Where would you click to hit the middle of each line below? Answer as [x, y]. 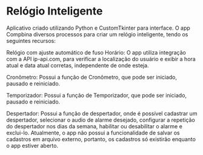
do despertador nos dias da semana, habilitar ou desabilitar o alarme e [95, 126]
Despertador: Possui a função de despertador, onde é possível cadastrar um [102, 113]
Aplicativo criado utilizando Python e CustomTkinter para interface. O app [98, 28]
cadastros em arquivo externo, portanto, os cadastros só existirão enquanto [101, 139]
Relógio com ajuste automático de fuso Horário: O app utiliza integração [96, 52]
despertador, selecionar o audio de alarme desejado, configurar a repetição [101, 120]
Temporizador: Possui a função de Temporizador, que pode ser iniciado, [96, 95]
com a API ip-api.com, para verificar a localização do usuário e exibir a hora [101, 59]
